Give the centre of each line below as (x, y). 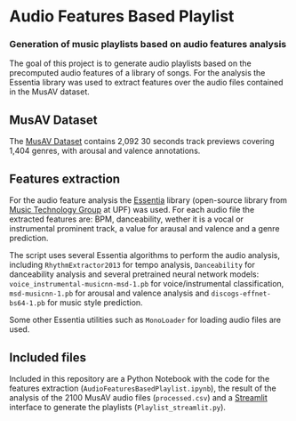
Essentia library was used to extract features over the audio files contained (146, 83)
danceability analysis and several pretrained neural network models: (134, 274)
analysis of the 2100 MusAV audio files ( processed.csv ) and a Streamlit (139, 397)
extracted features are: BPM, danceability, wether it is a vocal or (127, 219)
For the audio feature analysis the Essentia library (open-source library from (148, 200)
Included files (48, 357)
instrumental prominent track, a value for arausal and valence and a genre (144, 229)
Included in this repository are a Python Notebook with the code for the (140, 378)
